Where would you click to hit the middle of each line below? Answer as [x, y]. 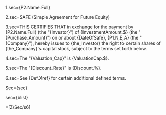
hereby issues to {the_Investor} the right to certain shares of [98, 43]
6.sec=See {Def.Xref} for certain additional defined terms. [66, 78]
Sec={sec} [16, 88]
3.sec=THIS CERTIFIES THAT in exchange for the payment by [69, 27]
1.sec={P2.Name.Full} [28, 7]
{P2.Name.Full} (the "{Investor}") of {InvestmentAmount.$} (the [71, 32]
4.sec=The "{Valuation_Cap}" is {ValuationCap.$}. [57, 58]
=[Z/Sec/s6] [18, 107]
